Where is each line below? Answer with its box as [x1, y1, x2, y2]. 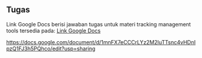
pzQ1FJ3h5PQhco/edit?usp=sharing [6, 45, 96, 52]
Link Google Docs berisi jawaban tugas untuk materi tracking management [6, 20, 191, 28]
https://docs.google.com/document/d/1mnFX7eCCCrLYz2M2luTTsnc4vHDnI [6, 38, 196, 45]
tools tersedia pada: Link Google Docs [6, 27, 101, 34]
